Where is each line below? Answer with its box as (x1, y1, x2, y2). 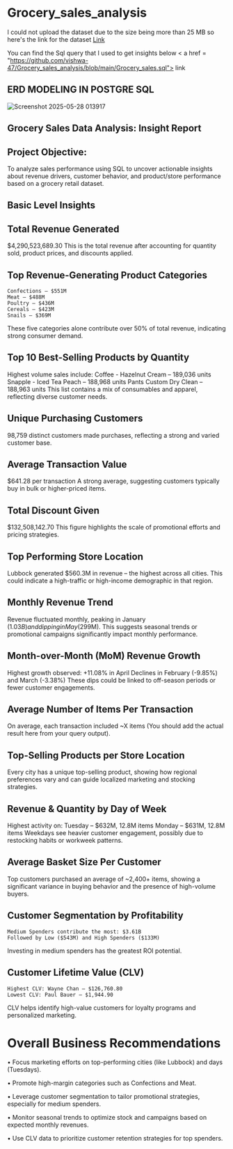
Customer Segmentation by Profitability (7, 910, 184, 921)
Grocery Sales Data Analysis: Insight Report (7, 122, 202, 134)
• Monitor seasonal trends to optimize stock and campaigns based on (7, 1114, 207, 1122)
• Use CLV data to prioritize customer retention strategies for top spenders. (7, 1134, 223, 1143)
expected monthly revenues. (7, 1120, 89, 1129)
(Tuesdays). (7, 1065, 42, 1074)
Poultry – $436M (7, 299, 54, 307)
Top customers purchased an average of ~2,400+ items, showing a (7, 875, 200, 883)
